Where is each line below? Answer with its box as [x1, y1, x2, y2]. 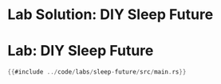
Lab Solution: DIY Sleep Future [7, 6, 214, 24]
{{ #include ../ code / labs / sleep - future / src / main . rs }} [7, 68, 187, 76]
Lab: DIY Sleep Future [7, 42, 154, 60]
